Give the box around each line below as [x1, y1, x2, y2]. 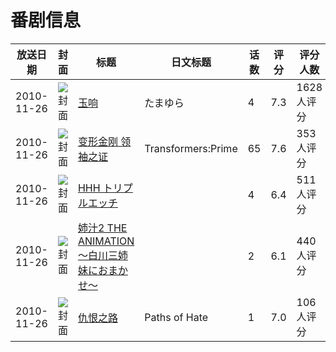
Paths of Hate [144, 310, 209, 324]
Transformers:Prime [144, 141, 238, 155]
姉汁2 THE [77, 221, 128, 235]
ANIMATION [77, 234, 135, 248]
